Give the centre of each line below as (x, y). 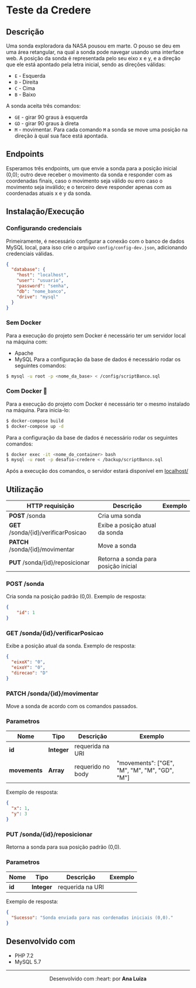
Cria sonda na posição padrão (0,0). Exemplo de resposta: (76, 596)
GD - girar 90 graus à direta (47, 123)
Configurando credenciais (44, 228)
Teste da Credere (49, 10)
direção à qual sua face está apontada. (61, 136)
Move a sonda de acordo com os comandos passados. (72, 706)
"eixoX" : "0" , (28, 662)
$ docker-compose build (35, 421)
